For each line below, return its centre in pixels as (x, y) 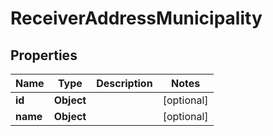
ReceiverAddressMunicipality (136, 18)
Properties (44, 55)
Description (124, 83)
